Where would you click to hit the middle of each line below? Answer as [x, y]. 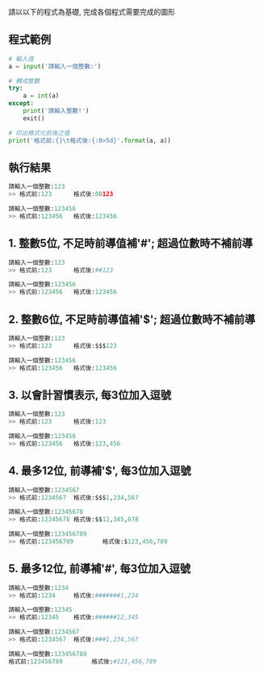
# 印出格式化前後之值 [39, 133]
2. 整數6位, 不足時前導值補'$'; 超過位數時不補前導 [132, 319]
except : [21, 103]
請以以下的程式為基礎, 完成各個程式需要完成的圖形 [92, 12]
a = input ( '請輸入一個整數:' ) [55, 66]
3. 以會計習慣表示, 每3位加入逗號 [90, 395]
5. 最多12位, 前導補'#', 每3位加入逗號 [100, 568]
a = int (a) [41, 96]
